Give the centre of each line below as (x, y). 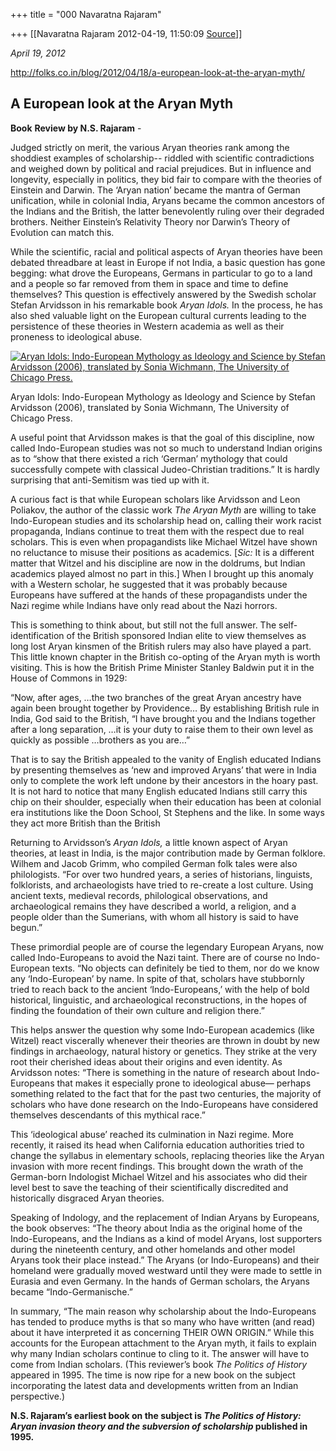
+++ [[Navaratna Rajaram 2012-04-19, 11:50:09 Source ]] (126, 33)
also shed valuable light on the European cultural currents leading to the (158, 315)
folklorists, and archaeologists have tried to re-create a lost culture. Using (162, 885)
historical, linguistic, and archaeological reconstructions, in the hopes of (159, 1000)
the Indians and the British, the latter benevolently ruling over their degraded (167, 211)
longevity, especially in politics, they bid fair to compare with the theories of (166, 179)
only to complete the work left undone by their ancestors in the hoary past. (164, 780)
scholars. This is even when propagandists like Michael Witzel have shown (164, 541)
